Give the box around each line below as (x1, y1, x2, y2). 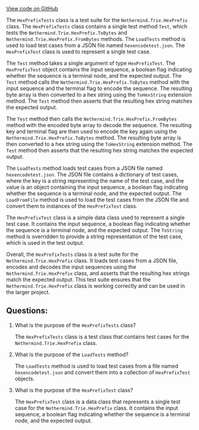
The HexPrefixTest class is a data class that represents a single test (14, 398, 181, 405)
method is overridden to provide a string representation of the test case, (6, 233, 183, 240)
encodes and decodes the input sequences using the (6, 264, 137, 270)
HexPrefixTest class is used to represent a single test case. (6, 48, 151, 55)
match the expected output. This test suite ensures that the (6, 276, 151, 283)
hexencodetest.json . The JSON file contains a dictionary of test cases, (6, 171, 179, 178)
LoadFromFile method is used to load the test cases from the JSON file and (6, 196, 189, 203)
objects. (14, 375, 35, 382)
